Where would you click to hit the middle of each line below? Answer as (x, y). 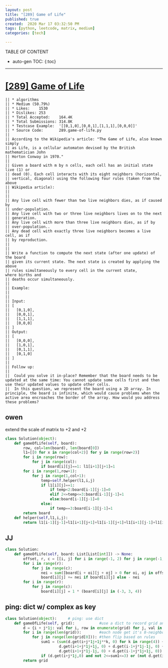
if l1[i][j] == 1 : (58, 485)
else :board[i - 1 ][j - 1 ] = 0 (74, 499)
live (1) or (17, 170)
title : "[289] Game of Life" (35, 15)
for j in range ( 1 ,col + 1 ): (59, 476)
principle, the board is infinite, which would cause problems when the (82, 393)
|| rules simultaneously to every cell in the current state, (71, 270)
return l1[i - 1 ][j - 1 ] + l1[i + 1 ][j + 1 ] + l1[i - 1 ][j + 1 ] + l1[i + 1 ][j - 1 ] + (89, 522)
